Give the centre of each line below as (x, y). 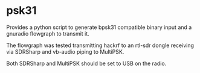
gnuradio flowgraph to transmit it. (48, 33)
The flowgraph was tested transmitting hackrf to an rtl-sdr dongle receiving (100, 45)
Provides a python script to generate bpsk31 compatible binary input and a (99, 27)
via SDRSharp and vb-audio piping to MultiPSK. (65, 51)
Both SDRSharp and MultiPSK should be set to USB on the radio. (86, 63)
